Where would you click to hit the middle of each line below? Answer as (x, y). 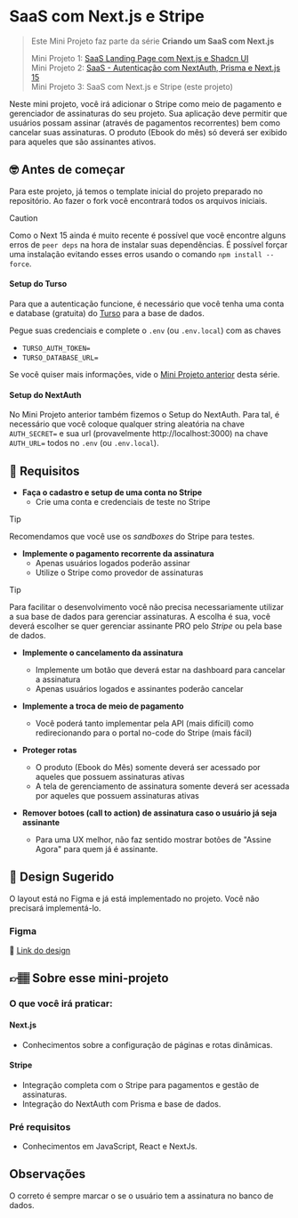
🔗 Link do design (40, 951)
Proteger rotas (49, 750)
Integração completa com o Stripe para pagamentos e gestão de (141, 1084)
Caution (24, 218)
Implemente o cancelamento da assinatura (103, 653)
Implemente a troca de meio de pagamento (103, 706)
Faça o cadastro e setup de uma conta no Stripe (112, 492)
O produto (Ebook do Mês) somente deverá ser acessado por (148, 767)
